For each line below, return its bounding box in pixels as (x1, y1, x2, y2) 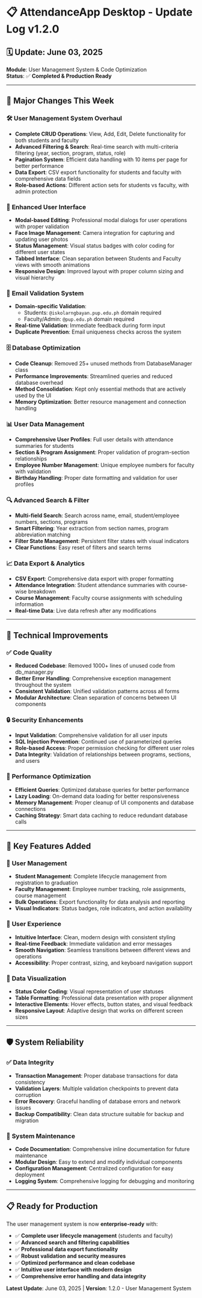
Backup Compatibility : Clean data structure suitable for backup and (14, 1110, 185, 1117)
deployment (14, 1171, 45, 1178)
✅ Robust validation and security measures (14, 1252, 126, 1259)
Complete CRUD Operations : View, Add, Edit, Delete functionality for (14, 130, 186, 137)
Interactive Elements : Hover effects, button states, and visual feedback (14, 1001, 193, 1008)
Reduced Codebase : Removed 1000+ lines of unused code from (14, 662, 176, 669)
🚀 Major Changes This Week (6, 96, 114, 106)
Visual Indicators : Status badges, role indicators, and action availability (14, 905, 192, 912)
